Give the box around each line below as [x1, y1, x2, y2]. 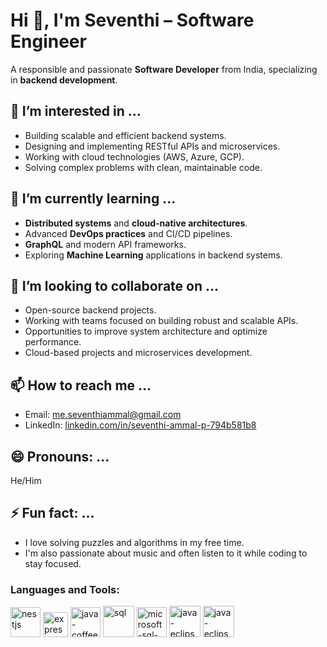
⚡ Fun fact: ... [10, 505, 95, 522]
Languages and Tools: [10, 582, 120, 596]
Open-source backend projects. [24, 304, 157, 316]
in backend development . [10, 74, 118, 86]
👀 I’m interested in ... [10, 103, 142, 120]
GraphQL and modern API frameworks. [24, 238, 187, 250]
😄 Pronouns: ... [10, 448, 110, 465]
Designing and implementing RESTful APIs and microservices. [24, 140, 281, 152]
